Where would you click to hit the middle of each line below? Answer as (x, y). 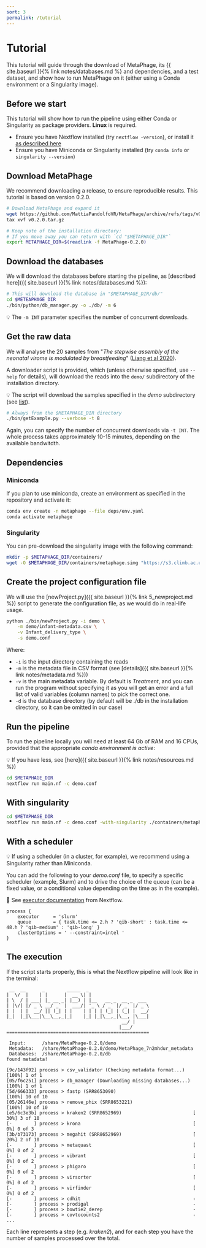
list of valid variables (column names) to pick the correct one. (93, 694)
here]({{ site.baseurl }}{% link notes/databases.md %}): (77, 283)
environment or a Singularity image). (52, 85)
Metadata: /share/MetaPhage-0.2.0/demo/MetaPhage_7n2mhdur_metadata (101, 1048)
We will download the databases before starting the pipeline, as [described (101, 276)
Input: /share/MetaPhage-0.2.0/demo (63, 1043)
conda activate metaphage (39, 517)
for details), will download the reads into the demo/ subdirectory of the (107, 376)
